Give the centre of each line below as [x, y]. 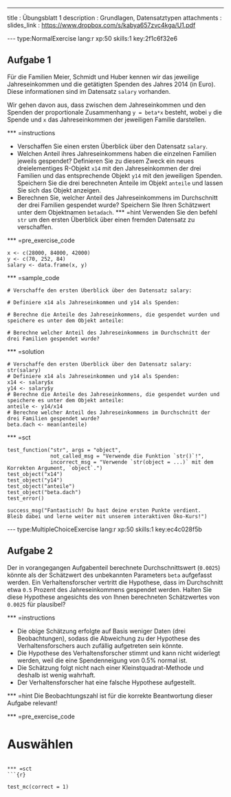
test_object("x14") [35, 474]
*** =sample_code [33, 277]
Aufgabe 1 [29, 60]
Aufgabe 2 [30, 551]
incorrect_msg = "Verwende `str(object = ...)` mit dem [132, 462]
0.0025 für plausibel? [36, 604]
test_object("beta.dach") [44, 492]
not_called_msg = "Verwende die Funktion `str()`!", [128, 456]
